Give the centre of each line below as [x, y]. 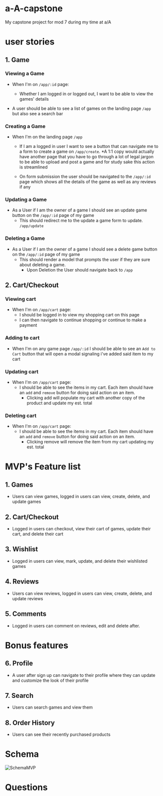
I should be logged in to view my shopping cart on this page [79, 315]
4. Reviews [22, 582]
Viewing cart [21, 299]
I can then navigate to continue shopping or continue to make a [83, 320]
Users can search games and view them [53, 707]
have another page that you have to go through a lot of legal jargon [86, 157]
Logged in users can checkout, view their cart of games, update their [81, 529]
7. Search [19, 696]
